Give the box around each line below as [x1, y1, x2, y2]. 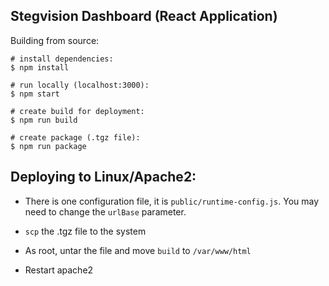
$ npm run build [10, 115, 78, 125]
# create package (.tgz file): [10, 132, 141, 143]
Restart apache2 [24, 264, 94, 276]
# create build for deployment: [10, 106, 145, 116]
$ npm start [10, 89, 60, 99]
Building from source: [10, 34, 100, 46]
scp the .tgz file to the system [24, 225, 147, 237]
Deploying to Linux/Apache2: [10, 169, 197, 186]
